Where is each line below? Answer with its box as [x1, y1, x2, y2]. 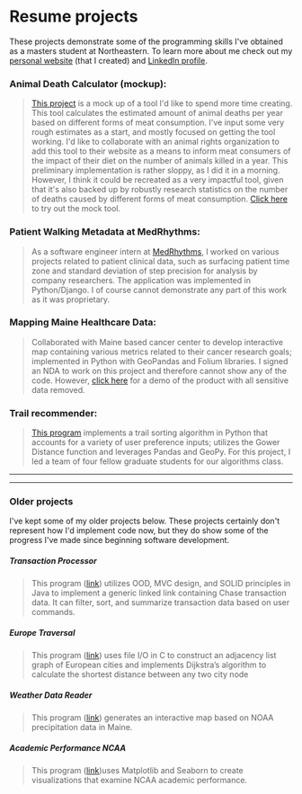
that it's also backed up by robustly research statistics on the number [31, 184, 289, 195]
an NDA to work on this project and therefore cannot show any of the [31, 365, 288, 376]
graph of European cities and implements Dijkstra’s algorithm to [31, 659, 267, 671]
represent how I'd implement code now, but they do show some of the [9, 525, 269, 536]
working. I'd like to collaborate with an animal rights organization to [31, 137, 280, 147]
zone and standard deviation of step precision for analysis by [31, 265, 258, 276]
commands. [31, 607, 75, 618]
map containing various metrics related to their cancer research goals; [31, 346, 292, 357]
